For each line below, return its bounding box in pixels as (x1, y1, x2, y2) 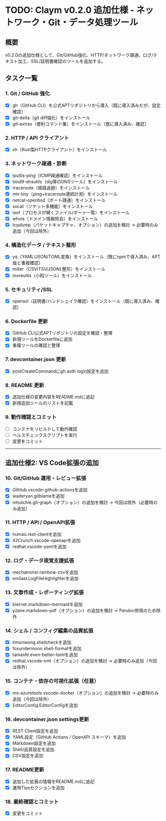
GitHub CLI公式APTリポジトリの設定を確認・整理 (12, 330, 113, 336)
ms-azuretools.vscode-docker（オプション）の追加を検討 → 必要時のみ (12, 690, 159, 696)
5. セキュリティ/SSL (5, 286, 53, 293)
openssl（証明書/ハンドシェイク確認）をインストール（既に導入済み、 (12, 298, 156, 304)
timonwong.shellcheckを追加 (12, 639, 72, 645)
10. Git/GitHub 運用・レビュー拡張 (5, 475, 86, 482)
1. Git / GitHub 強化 (5, 90, 50, 97)
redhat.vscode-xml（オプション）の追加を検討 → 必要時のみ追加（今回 (12, 658, 157, 664)
